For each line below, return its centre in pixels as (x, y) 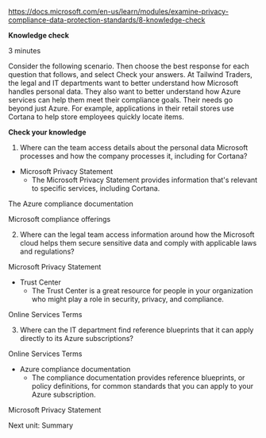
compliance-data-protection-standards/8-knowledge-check (107, 20)
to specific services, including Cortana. (96, 188)
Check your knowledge (47, 132)
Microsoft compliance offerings (60, 219)
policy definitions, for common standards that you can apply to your (143, 386)
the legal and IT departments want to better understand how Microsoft (123, 83)
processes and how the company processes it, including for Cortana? (133, 156)
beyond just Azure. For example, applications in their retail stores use (121, 108)
